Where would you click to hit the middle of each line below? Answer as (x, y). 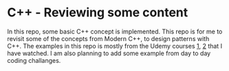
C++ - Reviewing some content (98, 13)
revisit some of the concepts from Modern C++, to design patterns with (108, 38)
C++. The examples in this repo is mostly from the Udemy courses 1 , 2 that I (115, 46)
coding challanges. (34, 60)
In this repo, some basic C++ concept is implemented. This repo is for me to (115, 31)
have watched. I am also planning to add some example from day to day (109, 53)
